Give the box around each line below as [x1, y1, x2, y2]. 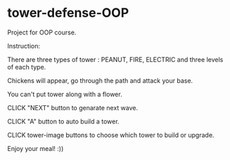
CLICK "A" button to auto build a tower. [7, 117, 120, 126]
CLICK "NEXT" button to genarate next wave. [7, 103, 139, 112]
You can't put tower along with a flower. [7, 90, 122, 98]
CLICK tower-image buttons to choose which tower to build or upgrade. [7, 131, 215, 139]
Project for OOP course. [7, 28, 77, 36]
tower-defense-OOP [7, 5, 129, 21]
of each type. [7, 62, 46, 71]
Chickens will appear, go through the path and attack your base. [7, 76, 193, 85]
